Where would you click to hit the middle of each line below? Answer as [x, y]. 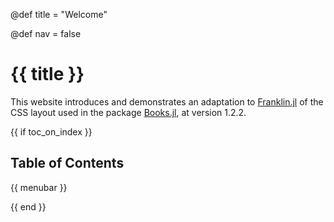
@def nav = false [46, 33]
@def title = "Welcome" [59, 14]
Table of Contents [67, 163]
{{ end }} [28, 206]
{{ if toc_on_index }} [51, 131]
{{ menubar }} [39, 187]
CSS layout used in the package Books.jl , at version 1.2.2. [128, 112]
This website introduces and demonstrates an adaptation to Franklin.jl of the [167, 101]
